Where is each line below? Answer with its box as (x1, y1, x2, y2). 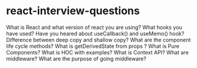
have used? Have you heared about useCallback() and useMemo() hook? (6, 30, 185, 37)
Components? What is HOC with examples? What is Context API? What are (6, 48, 189, 56)
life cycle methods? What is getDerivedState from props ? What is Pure (6, 43, 180, 50)
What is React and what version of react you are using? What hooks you (6, 24, 183, 31)
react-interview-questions (6, 4, 140, 18)
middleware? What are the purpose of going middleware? (6, 55, 147, 62)
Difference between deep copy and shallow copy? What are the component (6, 36, 191, 43)
